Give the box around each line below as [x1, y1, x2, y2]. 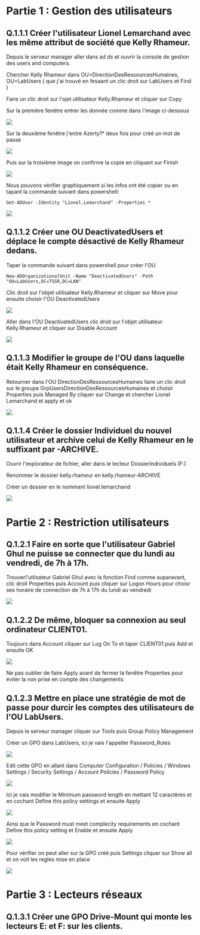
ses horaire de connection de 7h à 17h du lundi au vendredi [6, 586, 152, 594]
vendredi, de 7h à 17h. [6, 558, 90, 569]
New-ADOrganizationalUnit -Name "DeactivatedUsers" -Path [6, 273, 153, 279]
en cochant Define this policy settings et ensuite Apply [6, 797, 140, 805]
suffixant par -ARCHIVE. [6, 444, 99, 455]
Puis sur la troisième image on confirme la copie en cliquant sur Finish [6, 159, 179, 166]
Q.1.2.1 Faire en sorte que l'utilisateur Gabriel [6, 539, 176, 549]
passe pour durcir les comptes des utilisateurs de [6, 702, 194, 713]
